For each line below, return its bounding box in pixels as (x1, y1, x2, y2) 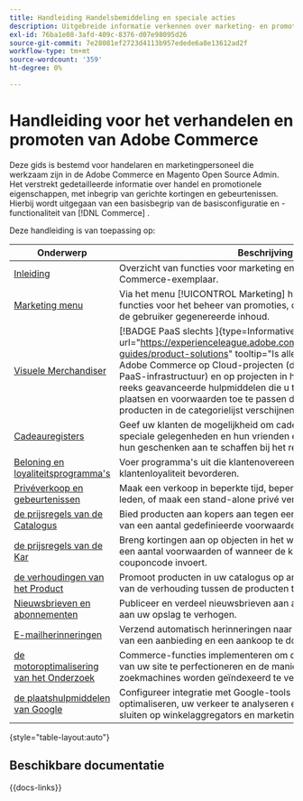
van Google (14, 703, 63, 715)
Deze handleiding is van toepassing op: (9, 225, 156, 236)
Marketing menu (14, 299, 84, 312)
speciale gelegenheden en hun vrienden (118, 430, 290, 442)
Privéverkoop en (14, 481, 84, 494)
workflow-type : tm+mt (9, 47, 91, 56)
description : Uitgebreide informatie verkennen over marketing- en (9, 22, 269, 31)
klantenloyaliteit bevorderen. (118, 467, 240, 480)
